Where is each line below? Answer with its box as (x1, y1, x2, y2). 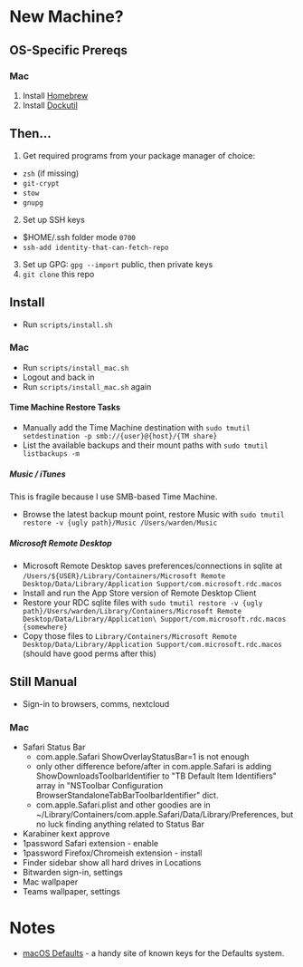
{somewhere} (22, 623, 68, 632)
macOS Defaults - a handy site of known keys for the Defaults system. (22, 947, 285, 958)
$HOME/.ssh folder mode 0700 (22, 231, 136, 242)
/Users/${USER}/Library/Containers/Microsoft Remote (22, 571, 226, 581)
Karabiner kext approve (22, 828, 110, 839)
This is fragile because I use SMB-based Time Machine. (9, 491, 218, 502)
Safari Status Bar (22, 741, 86, 753)
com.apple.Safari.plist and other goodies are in (35, 799, 211, 810)
